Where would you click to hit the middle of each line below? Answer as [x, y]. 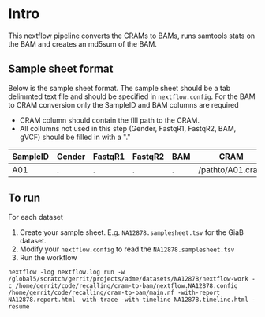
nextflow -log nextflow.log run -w [67, 272]
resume [19, 306]
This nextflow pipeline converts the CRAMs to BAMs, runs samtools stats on [132, 36]
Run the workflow [48, 257]
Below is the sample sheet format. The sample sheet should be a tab [119, 88]
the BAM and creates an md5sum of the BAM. [83, 43]
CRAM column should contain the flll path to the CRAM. [109, 120]
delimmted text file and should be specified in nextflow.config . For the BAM [132, 96]
